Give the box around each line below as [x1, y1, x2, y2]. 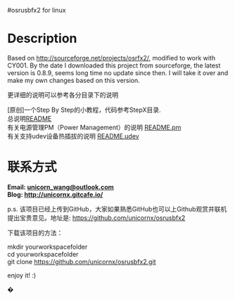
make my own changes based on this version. [7, 76, 141, 84]
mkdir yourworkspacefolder [7, 242, 88, 251]
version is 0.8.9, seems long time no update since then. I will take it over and [7, 68, 229, 77]
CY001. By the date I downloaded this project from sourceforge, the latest [7, 61, 221, 70]
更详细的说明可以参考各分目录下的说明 [7, 91, 118, 99]
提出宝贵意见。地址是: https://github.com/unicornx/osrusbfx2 [7, 214, 186, 222]
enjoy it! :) [7, 270, 37, 280]
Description [7, 31, 77, 46]
